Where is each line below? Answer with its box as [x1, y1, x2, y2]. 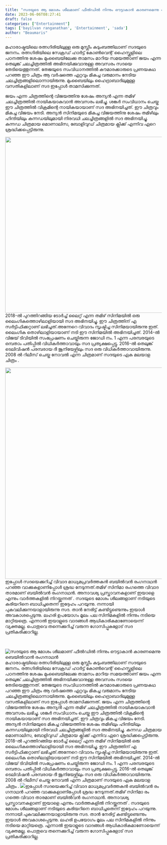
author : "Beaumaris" [5, 30, 48, 35]
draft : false [5, 16, 32, 21]
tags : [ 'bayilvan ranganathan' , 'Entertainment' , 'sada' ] [5, 26, 128, 31]
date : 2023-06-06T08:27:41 [5, 12, 61, 17]
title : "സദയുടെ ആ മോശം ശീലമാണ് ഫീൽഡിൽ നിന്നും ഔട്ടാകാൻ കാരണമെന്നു [5, 7, 159, 12]
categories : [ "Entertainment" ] [5, 21, 70, 26]
